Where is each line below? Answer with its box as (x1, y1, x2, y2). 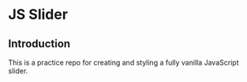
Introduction (8, 37, 71, 50)
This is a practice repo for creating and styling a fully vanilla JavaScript (8, 58, 239, 67)
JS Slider (8, 6, 69, 24)
